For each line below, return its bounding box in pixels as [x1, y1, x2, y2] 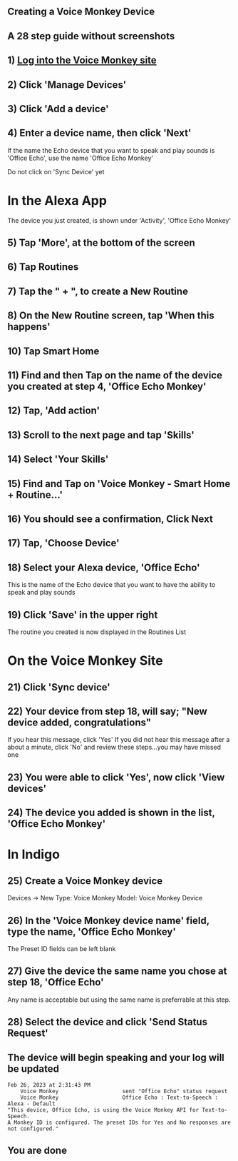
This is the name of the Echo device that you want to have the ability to [7, 580, 216, 589]
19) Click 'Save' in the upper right [7, 608, 158, 620]
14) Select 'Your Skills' [7, 453, 109, 466]
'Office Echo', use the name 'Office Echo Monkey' [7, 154, 154, 162]
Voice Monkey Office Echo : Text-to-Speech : [20, 1094, 219, 1102]
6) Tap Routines [7, 261, 79, 273]
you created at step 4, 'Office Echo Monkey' [7, 381, 207, 393]
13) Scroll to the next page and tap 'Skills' [7, 428, 195, 441]
